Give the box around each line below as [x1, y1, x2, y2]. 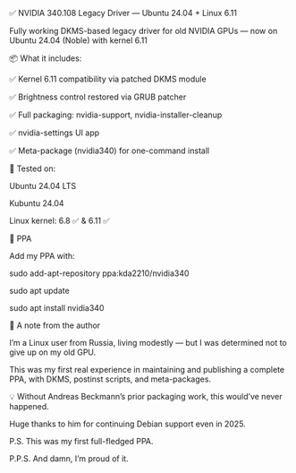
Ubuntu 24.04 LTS [9, 181, 77, 191]
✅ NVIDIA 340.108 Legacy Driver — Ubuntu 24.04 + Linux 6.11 [9, 8, 237, 18]
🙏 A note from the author [9, 320, 101, 331]
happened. [9, 401, 49, 411]
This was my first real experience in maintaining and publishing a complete [9, 365, 285, 374]
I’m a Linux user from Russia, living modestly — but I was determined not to [9, 338, 288, 348]
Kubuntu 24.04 [9, 198, 64, 209]
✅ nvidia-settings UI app [9, 127, 100, 138]
